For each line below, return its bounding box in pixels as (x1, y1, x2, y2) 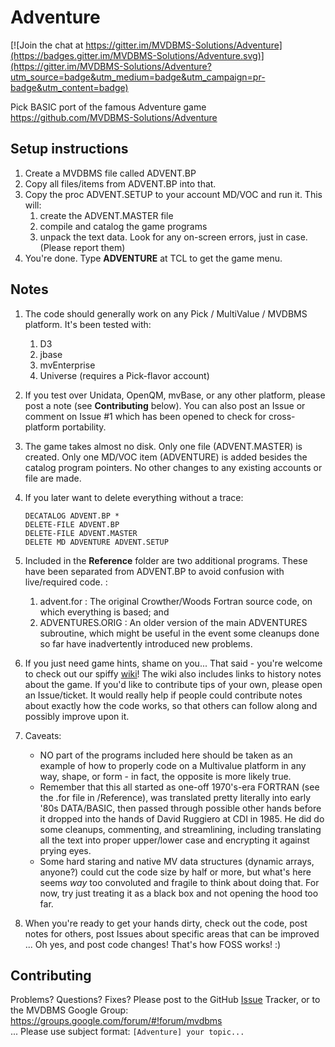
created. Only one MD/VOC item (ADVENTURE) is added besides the (24, 451, 308, 463)
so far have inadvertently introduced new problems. (39, 637, 253, 650)
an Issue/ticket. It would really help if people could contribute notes (24, 689, 303, 701)
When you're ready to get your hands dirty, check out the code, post (24, 917, 308, 929)
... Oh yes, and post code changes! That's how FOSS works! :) (24, 938, 282, 950)
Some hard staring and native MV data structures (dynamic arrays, (39, 855, 315, 867)
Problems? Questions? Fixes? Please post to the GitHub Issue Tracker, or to (10, 994, 321, 1006)
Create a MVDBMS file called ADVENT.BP (24, 167, 197, 179)
